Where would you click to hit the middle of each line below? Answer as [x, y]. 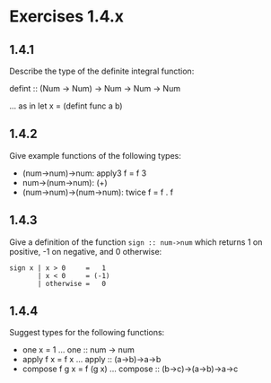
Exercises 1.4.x [66, 17]
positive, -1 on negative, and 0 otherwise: [86, 251]
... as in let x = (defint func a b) [66, 106]
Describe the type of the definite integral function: [102, 71]
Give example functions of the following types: [95, 155]
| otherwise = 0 [71, 283]
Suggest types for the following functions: [87, 333]
